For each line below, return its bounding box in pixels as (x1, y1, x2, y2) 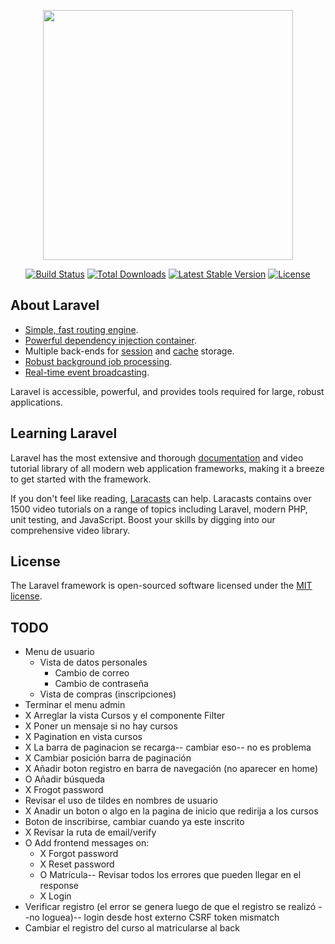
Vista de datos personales (39, 656, 148, 669)
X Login (39, 890, 72, 902)
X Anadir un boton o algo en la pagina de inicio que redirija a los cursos (24, 805, 319, 817)
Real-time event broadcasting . (24, 366, 150, 378)
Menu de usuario (24, 646, 95, 658)
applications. (10, 396, 63, 408)
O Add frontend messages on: (24, 837, 150, 849)
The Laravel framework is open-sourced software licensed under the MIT (10, 580, 313, 592)
